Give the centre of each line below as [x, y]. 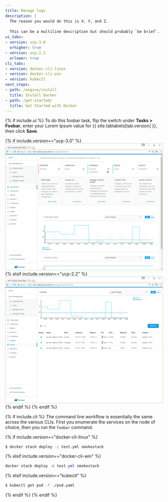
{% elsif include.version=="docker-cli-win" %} [53, 456]
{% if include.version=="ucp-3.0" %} [43, 141]
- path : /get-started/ [29, 100]
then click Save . [22, 131]
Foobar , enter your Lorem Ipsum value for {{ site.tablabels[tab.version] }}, [81, 126]
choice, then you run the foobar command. [49, 427]
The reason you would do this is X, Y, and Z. [59, 21]
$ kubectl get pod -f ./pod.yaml [40, 485]
